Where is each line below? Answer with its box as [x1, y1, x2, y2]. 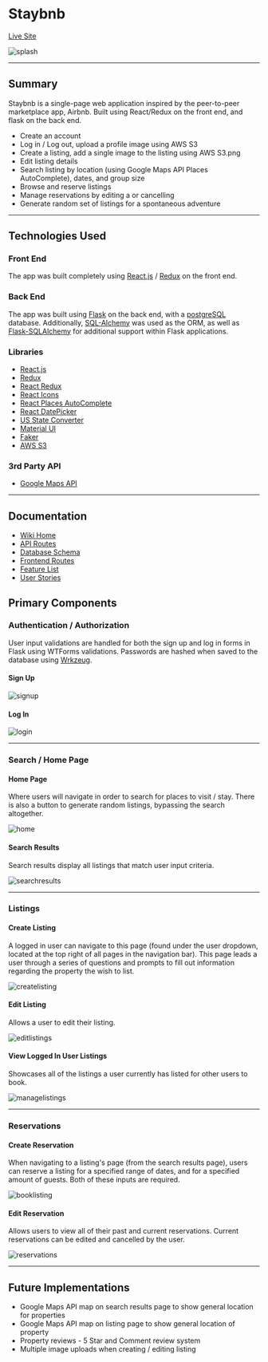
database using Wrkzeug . [8, 655, 93, 665]
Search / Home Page [8, 755, 89, 766]
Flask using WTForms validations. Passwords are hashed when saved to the [8, 646, 258, 656]
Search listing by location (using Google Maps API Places [19, 164, 209, 174]
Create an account [19, 131, 81, 140]
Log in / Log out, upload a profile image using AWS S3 [19, 139, 198, 148]
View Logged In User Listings [8, 1051, 108, 1061]
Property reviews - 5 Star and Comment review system [19, 1336, 201, 1345]
